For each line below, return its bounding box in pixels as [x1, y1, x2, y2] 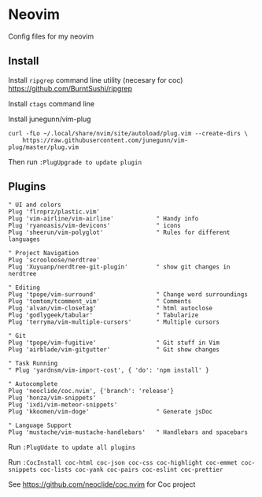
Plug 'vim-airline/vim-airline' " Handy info [8, 214, 199, 222]
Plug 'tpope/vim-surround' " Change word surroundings [8, 290, 248, 299]
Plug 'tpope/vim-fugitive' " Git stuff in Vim [8, 339, 220, 347]
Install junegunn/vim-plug [8, 114, 91, 124]
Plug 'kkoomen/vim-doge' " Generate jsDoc [8, 407, 213, 415]
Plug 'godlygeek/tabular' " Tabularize [8, 311, 199, 319]
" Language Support [8, 421, 72, 429]
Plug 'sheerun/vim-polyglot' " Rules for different [8, 228, 231, 236]
